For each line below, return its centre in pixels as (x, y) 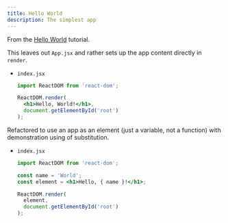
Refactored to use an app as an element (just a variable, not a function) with (114, 130)
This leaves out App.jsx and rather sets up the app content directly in (104, 53)
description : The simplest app (52, 20)
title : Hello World (35, 13)
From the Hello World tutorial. (49, 39)
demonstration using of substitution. (58, 137)
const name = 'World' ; (49, 175)
